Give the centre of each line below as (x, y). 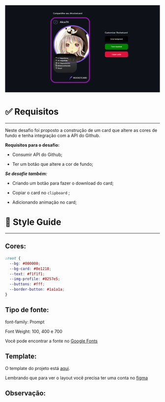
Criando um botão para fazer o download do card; (63, 183)
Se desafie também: (26, 174)
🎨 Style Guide (33, 222)
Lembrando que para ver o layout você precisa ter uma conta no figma (77, 378)
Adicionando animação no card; (44, 202)
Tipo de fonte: (27, 310)
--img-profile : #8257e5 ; (35, 279)
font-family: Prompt (25, 322)
